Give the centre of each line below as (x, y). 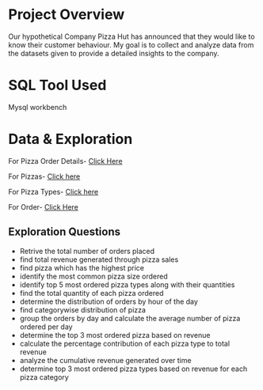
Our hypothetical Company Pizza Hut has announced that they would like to (131, 36)
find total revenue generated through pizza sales (99, 259)
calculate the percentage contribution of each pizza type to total (125, 343)
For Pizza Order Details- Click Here (65, 161)
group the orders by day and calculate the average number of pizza (130, 318)
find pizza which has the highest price (82, 267)
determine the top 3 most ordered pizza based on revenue (115, 335)
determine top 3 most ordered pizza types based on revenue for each (133, 369)
